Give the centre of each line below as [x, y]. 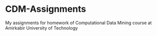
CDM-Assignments [46, 9]
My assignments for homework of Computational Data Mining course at [78, 23]
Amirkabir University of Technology [42, 28]
